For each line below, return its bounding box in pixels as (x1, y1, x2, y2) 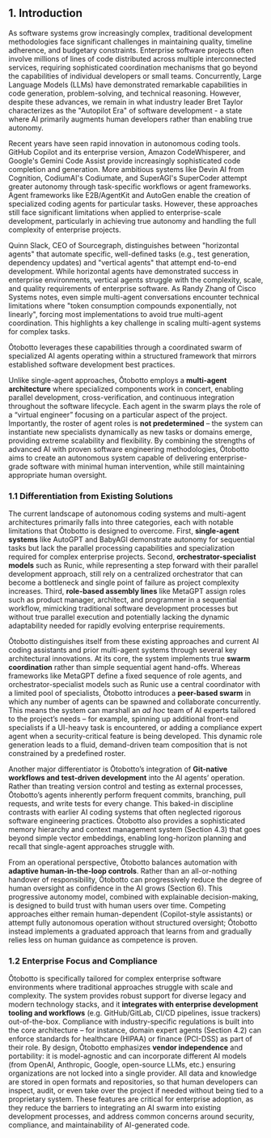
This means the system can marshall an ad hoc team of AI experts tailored (8, 706, 256, 715)
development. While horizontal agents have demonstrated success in (8, 266, 239, 276)
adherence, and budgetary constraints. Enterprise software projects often (8, 45, 254, 55)
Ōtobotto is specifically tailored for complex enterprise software (8, 973, 222, 984)
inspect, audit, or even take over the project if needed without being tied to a (8, 1086, 264, 1096)
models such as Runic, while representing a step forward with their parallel (8, 560, 259, 570)
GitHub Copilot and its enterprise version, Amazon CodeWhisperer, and (8, 147, 246, 157)
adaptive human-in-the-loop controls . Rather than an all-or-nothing (8, 866, 237, 876)
